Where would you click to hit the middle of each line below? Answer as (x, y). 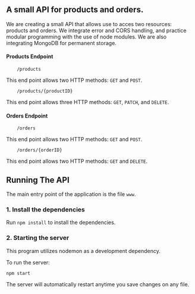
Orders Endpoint (27, 116)
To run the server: (28, 262)
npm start (18, 273)
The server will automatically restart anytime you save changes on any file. (98, 284)
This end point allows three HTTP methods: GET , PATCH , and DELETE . (88, 102)
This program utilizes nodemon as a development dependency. (83, 251)
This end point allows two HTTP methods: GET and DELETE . (77, 161)
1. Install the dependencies (45, 209)
